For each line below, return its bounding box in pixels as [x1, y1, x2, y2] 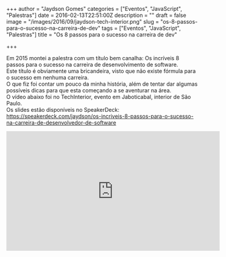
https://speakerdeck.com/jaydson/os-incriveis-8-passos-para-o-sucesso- [6, 112, 194, 120]
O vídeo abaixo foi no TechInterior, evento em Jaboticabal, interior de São [6, 94, 191, 100]
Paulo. [6, 100, 23, 107]
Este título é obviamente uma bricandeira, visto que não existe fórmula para [6, 67, 196, 75]
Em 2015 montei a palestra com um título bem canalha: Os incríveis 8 [6, 55, 180, 61]
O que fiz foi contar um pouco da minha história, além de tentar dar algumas [6, 80, 198, 87]
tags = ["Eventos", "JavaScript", [101, 24, 181, 32]
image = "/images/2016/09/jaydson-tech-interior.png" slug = [6, 18, 160, 25]
